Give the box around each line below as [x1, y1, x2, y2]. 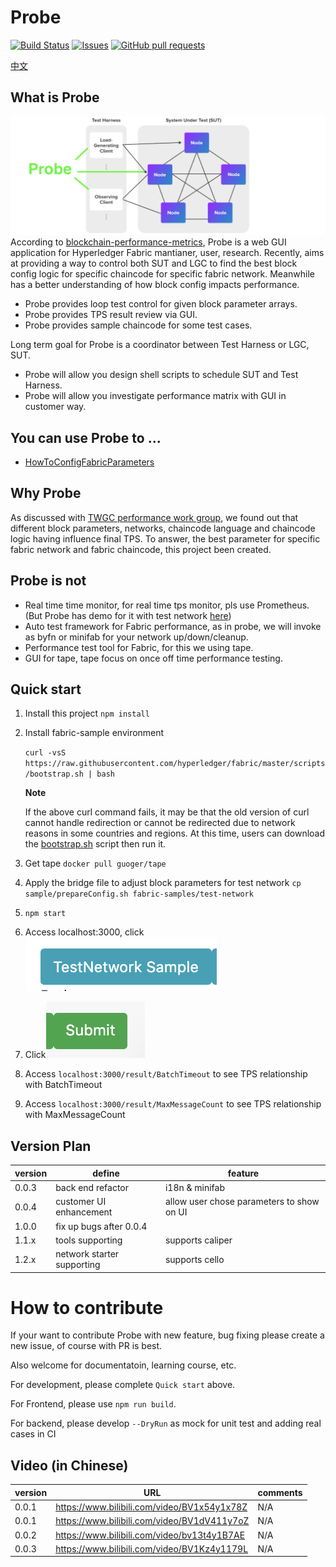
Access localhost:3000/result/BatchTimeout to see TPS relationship [24, 1068, 308, 1080]
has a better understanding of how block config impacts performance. [10, 279, 300, 291]
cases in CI [10, 1428, 57, 1440]
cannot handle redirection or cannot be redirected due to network [24, 817, 296, 829]
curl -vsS [24, 748, 67, 758]
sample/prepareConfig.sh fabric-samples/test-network [24, 889, 254, 900]
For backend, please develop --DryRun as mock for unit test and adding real [10, 1417, 322, 1430]
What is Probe [10, 89, 100, 106]
